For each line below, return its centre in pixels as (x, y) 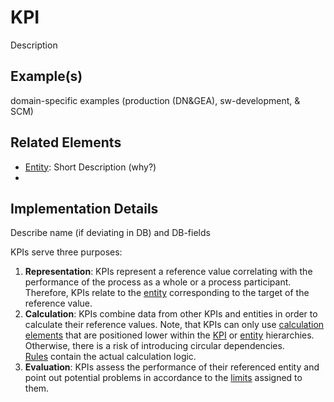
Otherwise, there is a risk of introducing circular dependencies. (154, 346)
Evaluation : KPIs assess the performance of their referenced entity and (172, 367)
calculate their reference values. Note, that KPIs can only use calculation (174, 325)
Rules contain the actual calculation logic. (110, 357)
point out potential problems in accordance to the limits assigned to (163, 378)
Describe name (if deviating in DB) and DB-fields (110, 233)
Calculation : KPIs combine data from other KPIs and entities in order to (171, 314)
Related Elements (66, 142)
